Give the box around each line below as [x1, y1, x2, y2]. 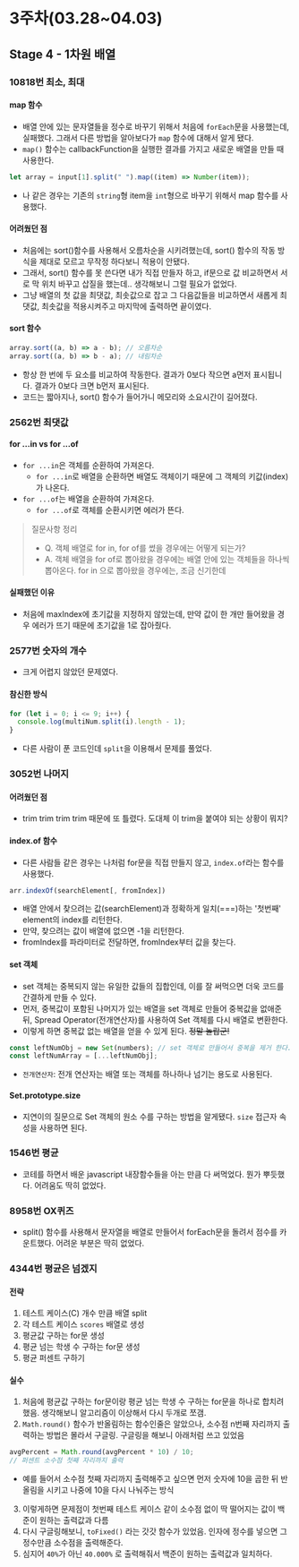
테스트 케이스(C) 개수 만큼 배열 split [21, 1308, 148, 1319]
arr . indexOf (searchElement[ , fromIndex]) [9, 886, 167, 895]
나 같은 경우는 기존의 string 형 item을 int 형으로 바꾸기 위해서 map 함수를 [21, 190, 279, 201]
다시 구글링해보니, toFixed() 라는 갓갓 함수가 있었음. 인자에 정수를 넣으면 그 [21, 1526, 288, 1537]
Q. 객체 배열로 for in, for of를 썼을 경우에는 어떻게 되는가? [44, 543, 246, 553]
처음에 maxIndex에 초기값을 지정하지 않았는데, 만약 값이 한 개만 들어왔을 [21, 609, 276, 620]
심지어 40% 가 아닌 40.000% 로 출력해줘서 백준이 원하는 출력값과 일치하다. [21, 1548, 273, 1559]
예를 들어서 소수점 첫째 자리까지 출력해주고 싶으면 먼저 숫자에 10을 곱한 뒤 [21, 1474, 279, 1485]
